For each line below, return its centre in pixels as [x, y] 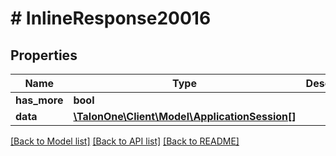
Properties [44, 55]
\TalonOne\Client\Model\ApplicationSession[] [185, 116]
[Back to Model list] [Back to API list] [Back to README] [125, 141]
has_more [39, 100]
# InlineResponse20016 [111, 18]
